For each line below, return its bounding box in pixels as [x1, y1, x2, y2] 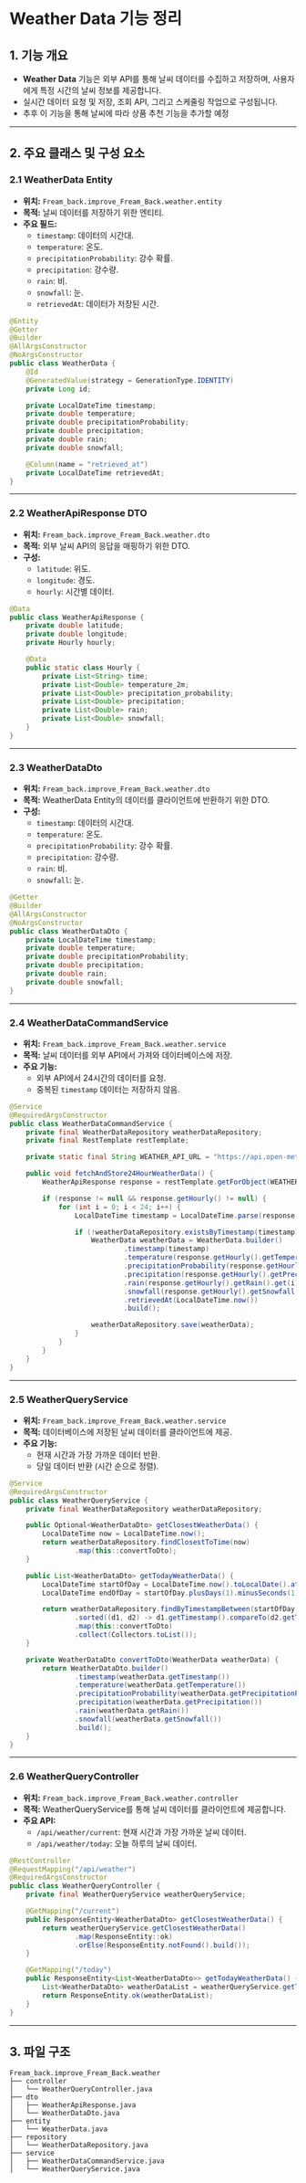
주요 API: [22, 1815, 56, 1826]
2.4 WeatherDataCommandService [9, 1016, 169, 1028]
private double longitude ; [25, 629, 128, 639]
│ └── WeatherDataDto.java [9, 2109, 120, 2118]
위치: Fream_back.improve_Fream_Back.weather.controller [22, 1792, 239, 1803]
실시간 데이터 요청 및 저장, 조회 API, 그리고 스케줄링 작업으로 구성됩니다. [22, 97, 279, 107]
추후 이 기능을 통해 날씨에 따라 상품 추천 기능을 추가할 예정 [22, 108, 229, 119]
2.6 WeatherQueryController [9, 1770, 139, 1783]
